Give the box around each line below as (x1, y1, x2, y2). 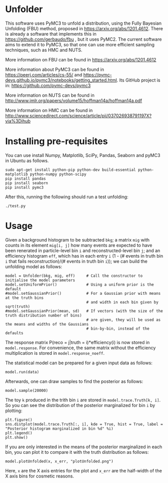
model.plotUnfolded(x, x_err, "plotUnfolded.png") (5, 459, 114, 464)
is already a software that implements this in (5, 31, 97, 37)
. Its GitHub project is (116, 77, 160, 83)
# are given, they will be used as (86, 317, 161, 323)
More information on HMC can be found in (5, 107, 93, 113)
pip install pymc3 (5, 185, 44, 190)
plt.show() (5, 435, 28, 440)
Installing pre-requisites (5, 136, 108, 147)
